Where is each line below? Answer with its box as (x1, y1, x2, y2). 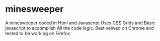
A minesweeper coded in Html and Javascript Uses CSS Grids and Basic (5, 20, 155, 26)
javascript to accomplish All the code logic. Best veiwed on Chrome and (5, 25, 154, 31)
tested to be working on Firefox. (5, 30, 71, 36)
